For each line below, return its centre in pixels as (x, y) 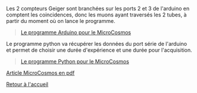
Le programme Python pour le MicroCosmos (75, 62)
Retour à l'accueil (27, 84)
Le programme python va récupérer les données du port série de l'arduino (97, 44)
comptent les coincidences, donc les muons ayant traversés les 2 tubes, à (96, 15)
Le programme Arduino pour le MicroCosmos (76, 32)
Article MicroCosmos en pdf (41, 73)
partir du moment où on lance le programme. (61, 21)
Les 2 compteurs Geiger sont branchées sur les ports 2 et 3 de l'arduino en (98, 9)
